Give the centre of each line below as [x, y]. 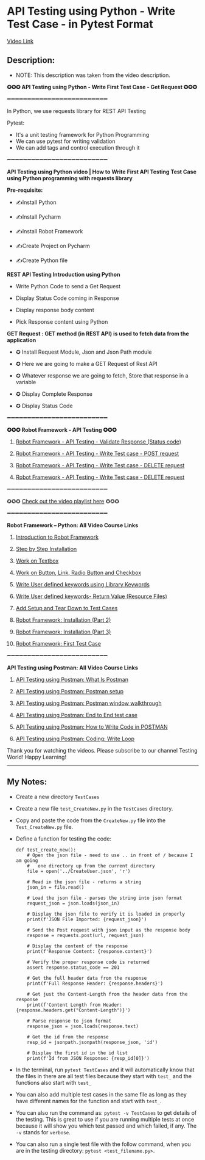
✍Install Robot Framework [49, 231]
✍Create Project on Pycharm [53, 246]
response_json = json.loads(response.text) [83, 1026]
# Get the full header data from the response [87, 978]
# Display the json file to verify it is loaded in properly [106, 914]
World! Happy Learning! [36, 757]
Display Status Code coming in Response [67, 298]
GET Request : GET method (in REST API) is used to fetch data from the [98, 334]
